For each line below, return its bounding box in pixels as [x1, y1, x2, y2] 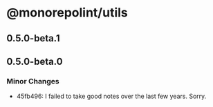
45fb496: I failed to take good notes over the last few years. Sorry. [16, 92, 207, 101]
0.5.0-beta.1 [6, 32, 60, 44]
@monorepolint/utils [6, 5, 129, 21]
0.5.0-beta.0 [6, 55, 63, 67]
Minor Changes [6, 76, 59, 86]
